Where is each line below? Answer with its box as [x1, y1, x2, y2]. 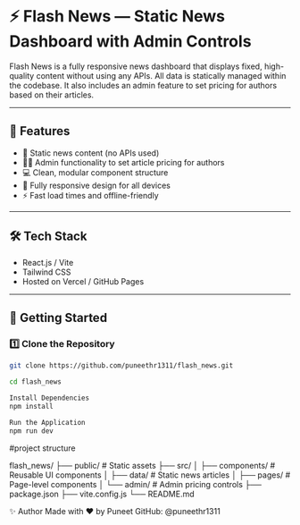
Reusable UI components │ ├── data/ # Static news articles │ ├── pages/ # [9, 470, 291, 480]
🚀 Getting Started [9, 309, 108, 326]
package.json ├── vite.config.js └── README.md [9, 488, 195, 499]
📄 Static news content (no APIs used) [21, 148, 160, 158]
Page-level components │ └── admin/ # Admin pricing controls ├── [9, 478, 262, 489]
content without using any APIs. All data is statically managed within [36, 70, 287, 80]
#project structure [9, 443, 76, 453]
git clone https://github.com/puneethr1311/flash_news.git [9, 361, 234, 370]
